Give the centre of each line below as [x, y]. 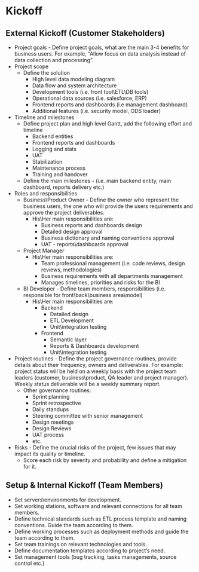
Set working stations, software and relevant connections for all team [98, 506]
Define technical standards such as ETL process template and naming [100, 519]
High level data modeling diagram [74, 79]
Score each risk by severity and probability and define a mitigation [105, 460]
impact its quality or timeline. [50, 454]
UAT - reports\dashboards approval [85, 244]
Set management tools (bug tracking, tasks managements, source [95, 556]
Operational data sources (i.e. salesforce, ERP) [89, 98]
